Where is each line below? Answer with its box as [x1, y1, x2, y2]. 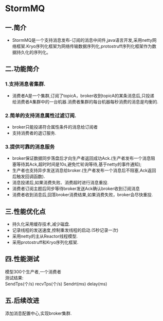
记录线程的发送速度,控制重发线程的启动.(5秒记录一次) [12, 227, 119, 233]
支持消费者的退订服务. [12, 130, 56, 136]
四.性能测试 [5, 255, 40, 263]
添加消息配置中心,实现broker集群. [5, 310, 72, 316]
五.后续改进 [5, 297, 40, 305]
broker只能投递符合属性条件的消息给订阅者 [12, 124, 98, 130]
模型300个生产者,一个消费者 [5, 269, 62, 274]
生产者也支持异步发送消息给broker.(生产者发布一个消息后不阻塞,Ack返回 [12, 168, 157, 173]
